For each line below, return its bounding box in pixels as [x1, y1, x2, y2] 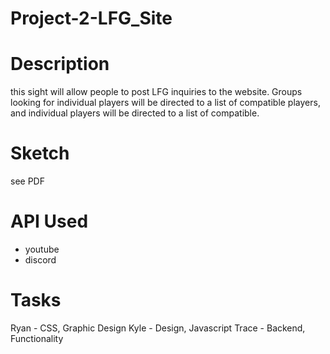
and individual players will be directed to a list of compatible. [10, 107, 260, 119]
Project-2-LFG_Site [10, 7, 173, 30]
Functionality [10, 332, 64, 344]
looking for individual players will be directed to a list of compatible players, [10, 97, 321, 109]
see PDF [10, 175, 45, 187]
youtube [24, 243, 60, 255]
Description [10, 53, 110, 76]
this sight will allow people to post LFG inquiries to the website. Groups [10, 86, 303, 98]
